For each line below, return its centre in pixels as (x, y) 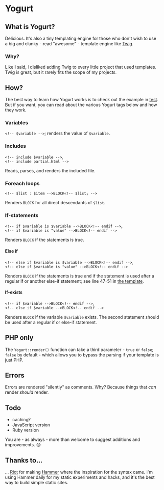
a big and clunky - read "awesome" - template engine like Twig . (69, 44)
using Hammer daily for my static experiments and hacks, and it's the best (80, 477)
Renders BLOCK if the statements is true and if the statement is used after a (80, 276)
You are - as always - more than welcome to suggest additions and (73, 439)
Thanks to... (24, 460)
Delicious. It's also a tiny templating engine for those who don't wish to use (81, 38)
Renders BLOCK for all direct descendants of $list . (55, 203)
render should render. (27, 392)
